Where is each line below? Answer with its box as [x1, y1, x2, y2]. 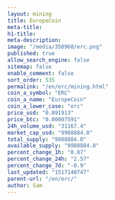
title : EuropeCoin [7, 17, 61, 24]
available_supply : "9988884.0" [7, 143, 99, 150]
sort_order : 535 [7, 76, 55, 84]
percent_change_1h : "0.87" [7, 149, 87, 156]
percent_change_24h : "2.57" [7, 155, 90, 163]
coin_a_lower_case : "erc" [7, 103, 83, 110]
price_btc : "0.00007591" [7, 116, 80, 123]
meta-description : [7, 37, 61, 44]
